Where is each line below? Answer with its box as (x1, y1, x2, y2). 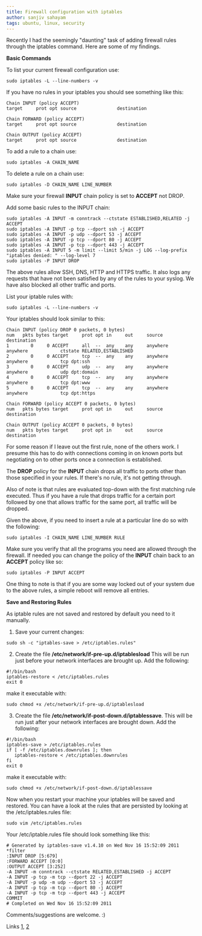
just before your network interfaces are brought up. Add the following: (14, 657, 189, 664)
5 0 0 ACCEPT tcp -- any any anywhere (6, 385, 169, 391)
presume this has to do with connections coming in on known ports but (6, 450, 183, 457)
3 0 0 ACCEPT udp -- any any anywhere (6, 364, 169, 370)
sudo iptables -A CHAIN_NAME (6, 159, 80, 166)
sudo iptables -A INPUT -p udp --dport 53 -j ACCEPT (6, 232, 142, 238)
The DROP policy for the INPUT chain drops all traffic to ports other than (6, 468, 186, 475)
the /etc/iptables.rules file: (6, 809, 72, 816)
